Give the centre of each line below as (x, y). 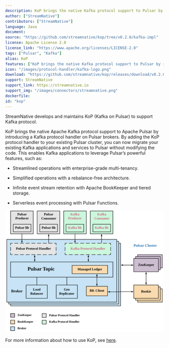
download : (16, 75)
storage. (21, 193)
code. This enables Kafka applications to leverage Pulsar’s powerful (75, 153)
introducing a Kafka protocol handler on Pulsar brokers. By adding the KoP (82, 137)
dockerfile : (18, 96)
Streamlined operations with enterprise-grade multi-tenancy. (75, 168)
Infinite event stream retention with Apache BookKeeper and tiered (81, 187)
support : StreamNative (29, 80)
